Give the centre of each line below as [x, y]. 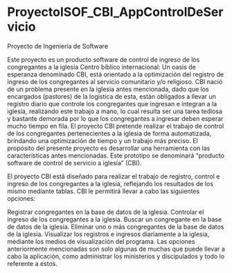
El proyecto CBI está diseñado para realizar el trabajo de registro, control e [114, 176]
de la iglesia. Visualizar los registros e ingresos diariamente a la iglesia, [108, 234]
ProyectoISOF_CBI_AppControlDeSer [115, 12]
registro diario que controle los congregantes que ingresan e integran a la [112, 104]
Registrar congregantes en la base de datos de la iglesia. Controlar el [106, 212]
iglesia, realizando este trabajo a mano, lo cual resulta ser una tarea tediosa [115, 111]
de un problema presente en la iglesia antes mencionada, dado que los [108, 89]
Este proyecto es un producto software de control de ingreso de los [104, 59]
